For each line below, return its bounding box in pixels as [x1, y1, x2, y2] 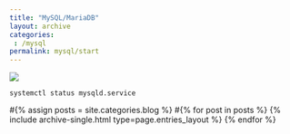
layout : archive [9, 22, 71, 31]
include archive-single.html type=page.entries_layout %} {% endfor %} [9, 114, 276, 125]
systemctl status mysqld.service [9, 89, 136, 98]
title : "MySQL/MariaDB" [9, 13, 100, 23]
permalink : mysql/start [9, 47, 100, 56]
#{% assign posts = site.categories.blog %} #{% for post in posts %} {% [9, 105, 282, 116]
